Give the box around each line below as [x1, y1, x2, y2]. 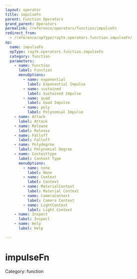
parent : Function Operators [5, 16, 64, 21]
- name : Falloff [14, 133, 48, 138]
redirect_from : [5, 30, 37, 35]
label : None [27, 170, 52, 175]
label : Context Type [18, 156, 61, 161]
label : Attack [18, 118, 48, 124]
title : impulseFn [5, 12, 41, 17]
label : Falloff [18, 137, 50, 142]
